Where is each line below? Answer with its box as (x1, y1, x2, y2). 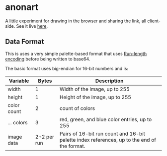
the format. (59, 143, 85, 150)
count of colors (59, 104, 95, 111)
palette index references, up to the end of (59, 136, 157, 143)
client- (147, 18, 161, 24)
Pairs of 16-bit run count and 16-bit (59, 130, 146, 137)
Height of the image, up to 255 (59, 94, 132, 101)
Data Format (5, 38, 44, 46)
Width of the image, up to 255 (59, 86, 130, 93)
